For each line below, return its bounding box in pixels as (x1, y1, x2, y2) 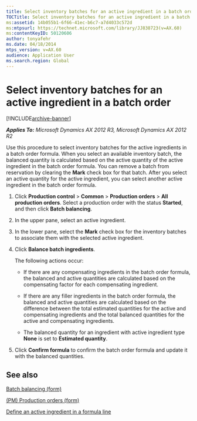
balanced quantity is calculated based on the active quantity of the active (6, 156, 184, 163)
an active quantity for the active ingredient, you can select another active (6, 175, 183, 182)
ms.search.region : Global (6, 58, 69, 64)
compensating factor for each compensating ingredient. (23, 281, 159, 288)
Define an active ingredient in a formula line (6, 408, 111, 415)
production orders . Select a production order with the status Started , (14, 199, 183, 206)
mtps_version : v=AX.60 (6, 47, 62, 53)
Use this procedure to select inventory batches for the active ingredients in (6, 144, 187, 151)
